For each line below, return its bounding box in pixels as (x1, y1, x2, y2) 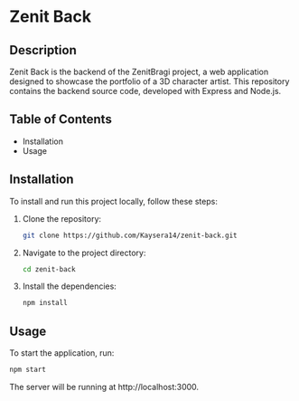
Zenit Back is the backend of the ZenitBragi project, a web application (9, 66, 269, 77)
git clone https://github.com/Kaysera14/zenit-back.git (22, 231, 238, 240)
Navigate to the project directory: (22, 247, 146, 258)
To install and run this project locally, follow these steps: (9, 196, 219, 206)
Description (9, 43, 77, 58)
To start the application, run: (9, 348, 115, 358)
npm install (22, 299, 68, 308)
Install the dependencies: (22, 281, 117, 291)
